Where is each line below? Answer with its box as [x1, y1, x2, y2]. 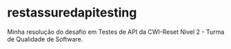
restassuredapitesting [7, 5, 137, 21]
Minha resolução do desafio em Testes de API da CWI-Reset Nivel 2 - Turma [7, 28, 225, 36]
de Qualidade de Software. [7, 35, 83, 43]
